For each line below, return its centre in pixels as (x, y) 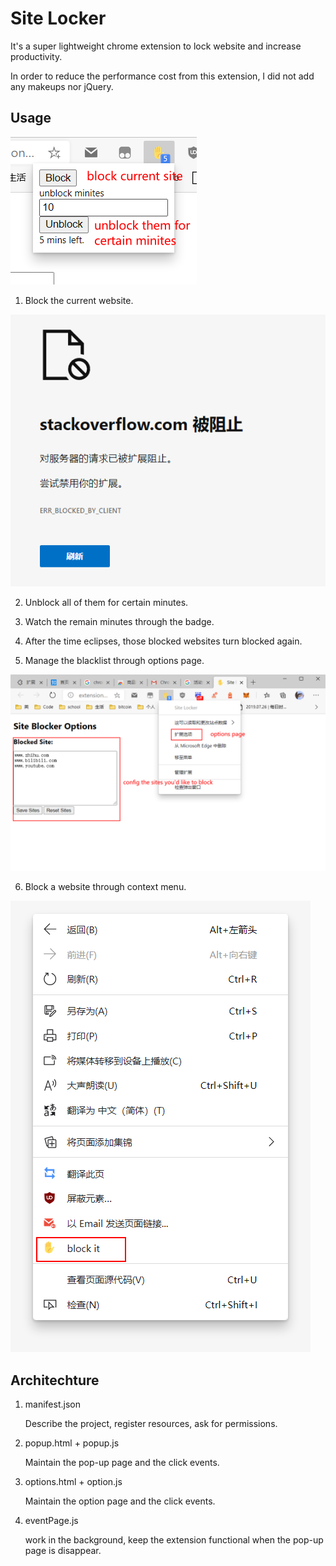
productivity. (36, 56)
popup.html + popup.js (72, 1443)
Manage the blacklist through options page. (114, 661)
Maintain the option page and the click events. (120, 1501)
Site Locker (58, 18)
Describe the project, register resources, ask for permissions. (151, 1423)
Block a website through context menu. (105, 887)
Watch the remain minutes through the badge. (119, 622)
